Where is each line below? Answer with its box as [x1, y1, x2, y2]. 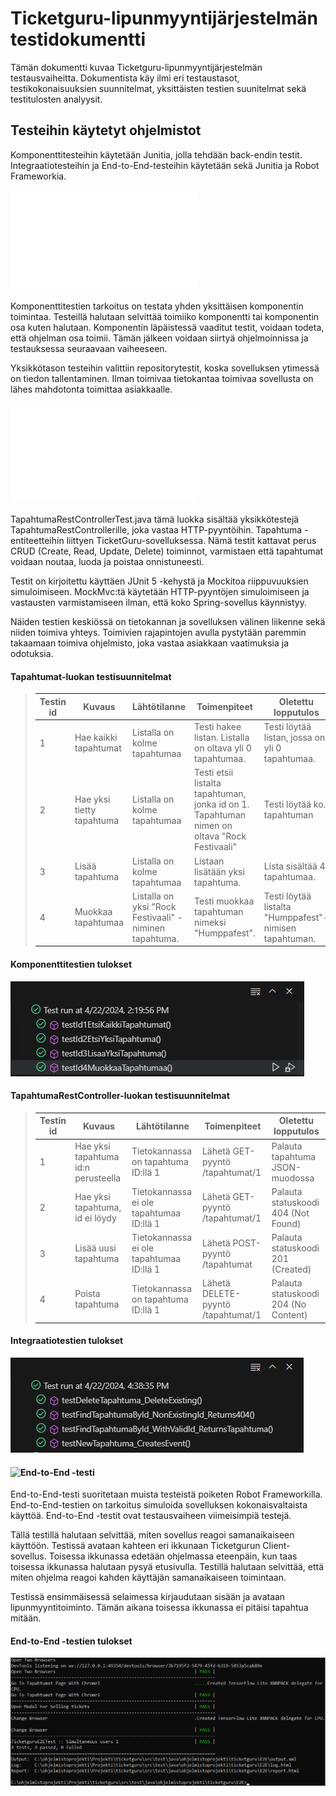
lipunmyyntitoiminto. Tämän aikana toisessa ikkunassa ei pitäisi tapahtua [10, 1602, 309, 1614]
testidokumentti [10, 28, 147, 51]
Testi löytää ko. [263, 798, 327, 811]
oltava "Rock [194, 830, 247, 842]
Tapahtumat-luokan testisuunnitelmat [10, 670, 172, 682]
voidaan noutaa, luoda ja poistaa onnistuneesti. [10, 556, 205, 568]
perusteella [74, 1172, 122, 1184]
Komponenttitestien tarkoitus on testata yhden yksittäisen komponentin [10, 300, 304, 312]
